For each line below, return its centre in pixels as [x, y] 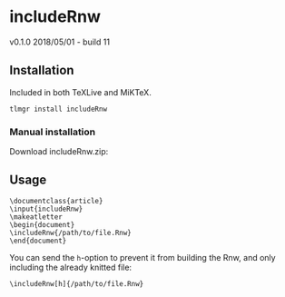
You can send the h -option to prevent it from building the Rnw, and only [142, 257]
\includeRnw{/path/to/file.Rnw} [70, 233]
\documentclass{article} [56, 201]
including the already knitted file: [71, 267]
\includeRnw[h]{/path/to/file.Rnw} [77, 283]
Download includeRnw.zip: [59, 152]
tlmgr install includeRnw [58, 109]
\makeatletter [36, 217]
